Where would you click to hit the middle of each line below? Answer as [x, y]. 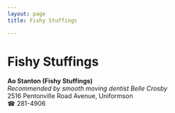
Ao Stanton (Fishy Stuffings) [50, 81]
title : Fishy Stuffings [43, 20]
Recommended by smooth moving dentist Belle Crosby [87, 88]
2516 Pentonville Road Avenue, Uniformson [70, 96]
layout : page [27, 14]
